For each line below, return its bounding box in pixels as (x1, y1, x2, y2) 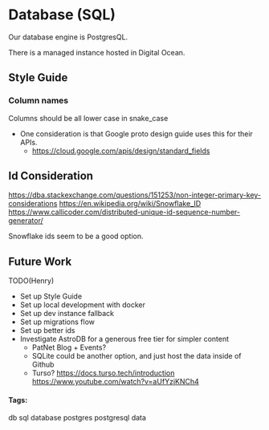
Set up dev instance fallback (19, 309, 115, 318)
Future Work (8, 254, 72, 268)
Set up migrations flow (19, 317, 95, 327)
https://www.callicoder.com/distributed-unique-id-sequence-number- (8, 207, 241, 217)
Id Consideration (8, 169, 94, 183)
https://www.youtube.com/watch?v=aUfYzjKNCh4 (31, 377, 199, 387)
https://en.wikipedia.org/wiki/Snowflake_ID (59, 199, 202, 209)
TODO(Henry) (8, 276, 55, 286)
